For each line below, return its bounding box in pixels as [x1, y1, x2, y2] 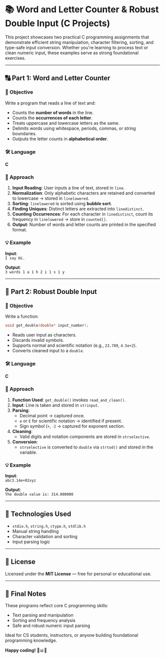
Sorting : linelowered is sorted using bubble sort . [12, 201, 112, 207]
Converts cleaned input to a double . [12, 348, 84, 354]
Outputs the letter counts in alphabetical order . [12, 136, 109, 142]
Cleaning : [12, 428, 33, 434]
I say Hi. [5, 256, 26, 260]
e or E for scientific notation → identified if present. [19, 418, 122, 424]
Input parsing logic [12, 539, 51, 545]
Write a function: [5, 314, 39, 320]
